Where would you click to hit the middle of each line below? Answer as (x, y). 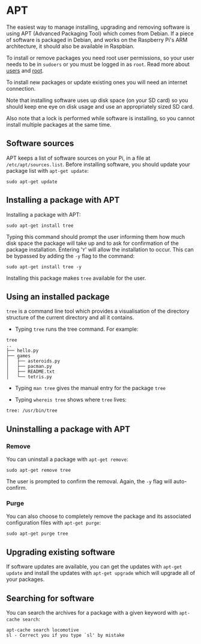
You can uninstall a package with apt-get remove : (67, 459)
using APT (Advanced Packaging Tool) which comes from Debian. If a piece (100, 33)
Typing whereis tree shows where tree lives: (71, 400)
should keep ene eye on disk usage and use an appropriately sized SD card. (100, 106)
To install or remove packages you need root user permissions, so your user (100, 58)
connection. (21, 88)
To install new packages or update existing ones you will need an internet (97, 82)
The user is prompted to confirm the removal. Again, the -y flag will (89, 481)
